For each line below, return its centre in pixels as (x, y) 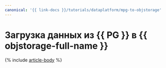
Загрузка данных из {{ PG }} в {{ (76, 35)
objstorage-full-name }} (57, 46)
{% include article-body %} (34, 60)
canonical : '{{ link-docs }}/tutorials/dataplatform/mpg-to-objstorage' (83, 10)
